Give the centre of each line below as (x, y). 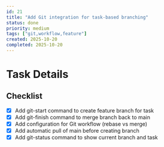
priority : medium (28, 28)
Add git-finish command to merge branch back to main (83, 117)
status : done (22, 23)
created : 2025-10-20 (32, 39)
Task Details (37, 74)
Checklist (25, 96)
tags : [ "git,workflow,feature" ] (46, 34)
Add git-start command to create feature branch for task (84, 110)
